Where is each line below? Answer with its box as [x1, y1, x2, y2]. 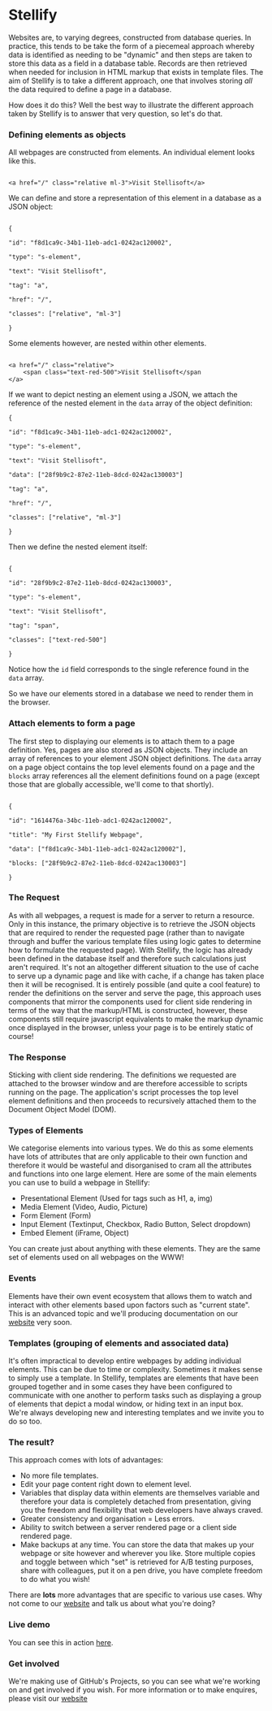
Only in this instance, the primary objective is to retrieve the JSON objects [8, 919, 256, 929]
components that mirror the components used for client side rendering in [8, 997, 253, 1007]
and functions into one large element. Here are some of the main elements [8, 1169, 257, 1179]
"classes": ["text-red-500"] [8, 636, 107, 644]
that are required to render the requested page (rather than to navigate [8, 928, 245, 938]
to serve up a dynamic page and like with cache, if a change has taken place [8, 971, 265, 981]
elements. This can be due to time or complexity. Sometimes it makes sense [8, 1365, 263, 1375]
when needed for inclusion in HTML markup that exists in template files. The [8, 67, 264, 76]
